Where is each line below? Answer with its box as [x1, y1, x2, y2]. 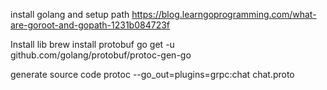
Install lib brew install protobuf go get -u [10, 39, 175, 50]
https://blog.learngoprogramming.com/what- [131, 9, 317, 20]
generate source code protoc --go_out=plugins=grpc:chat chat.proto [10, 69, 295, 80]
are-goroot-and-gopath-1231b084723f [10, 19, 171, 31]
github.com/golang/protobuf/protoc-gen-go [10, 49, 192, 61]
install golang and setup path [10, 9, 130, 20]
